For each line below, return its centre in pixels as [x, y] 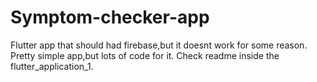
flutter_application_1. [52, 66]
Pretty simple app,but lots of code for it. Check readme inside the [145, 55]
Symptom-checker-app [110, 17]
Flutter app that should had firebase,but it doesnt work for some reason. [159, 45]
